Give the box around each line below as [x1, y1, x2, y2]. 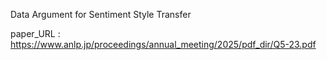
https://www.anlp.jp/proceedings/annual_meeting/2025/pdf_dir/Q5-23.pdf [10, 39, 317, 50]
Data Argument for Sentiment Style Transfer [10, 9, 192, 20]
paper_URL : [10, 28, 61, 39]
